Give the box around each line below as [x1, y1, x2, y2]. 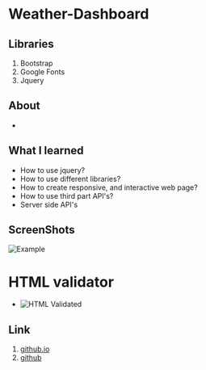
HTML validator [8, 272, 115, 291]
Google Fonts [19, 67, 65, 77]
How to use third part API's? [19, 191, 114, 200]
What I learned [8, 144, 84, 158]
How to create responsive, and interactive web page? [19, 183, 198, 192]
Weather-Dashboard [8, 5, 149, 23]
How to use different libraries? [19, 174, 121, 183]
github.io [19, 344, 50, 354]
